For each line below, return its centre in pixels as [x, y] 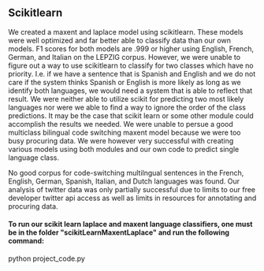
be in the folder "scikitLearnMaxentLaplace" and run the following [119, 232]
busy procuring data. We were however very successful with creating [121, 140]
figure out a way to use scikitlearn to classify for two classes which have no [131, 65]
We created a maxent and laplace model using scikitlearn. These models [126, 32]
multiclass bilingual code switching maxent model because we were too [125, 132]
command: [26, 241]
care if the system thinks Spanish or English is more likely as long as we [125, 82]
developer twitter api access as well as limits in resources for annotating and [132, 198]
